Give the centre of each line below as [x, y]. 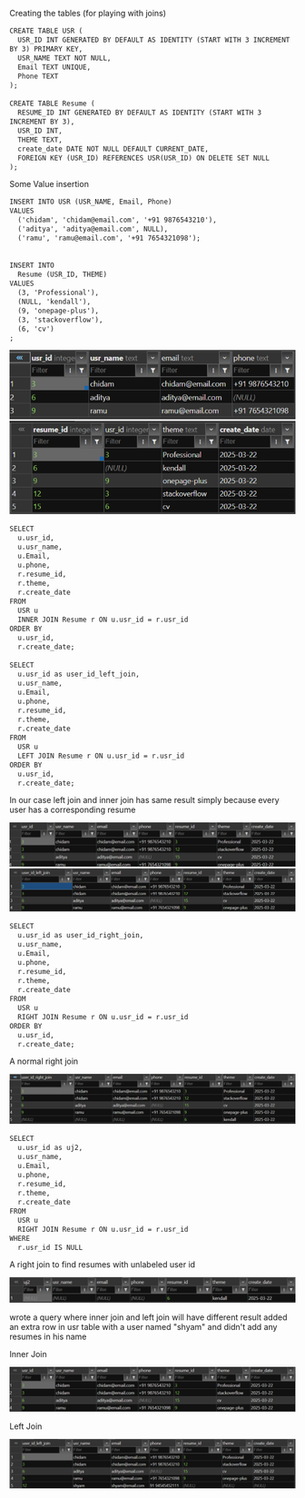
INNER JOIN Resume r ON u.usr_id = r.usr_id [103, 620]
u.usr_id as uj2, [50, 1147]
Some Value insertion [49, 184]
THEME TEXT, [40, 140]
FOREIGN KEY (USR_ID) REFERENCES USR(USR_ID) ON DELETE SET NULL [144, 158]
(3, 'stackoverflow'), [60, 320]
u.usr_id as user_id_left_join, [79, 675]
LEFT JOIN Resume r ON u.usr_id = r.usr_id [101, 756]
